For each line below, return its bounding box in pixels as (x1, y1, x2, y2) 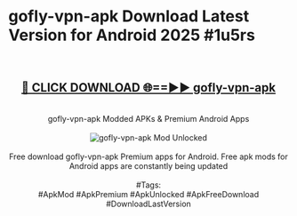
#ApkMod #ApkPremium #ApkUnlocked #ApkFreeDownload (37, 188, 260, 199)
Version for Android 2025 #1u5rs (8, 25, 255, 45)
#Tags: (135, 180, 162, 190)
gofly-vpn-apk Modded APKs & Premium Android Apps (47, 113, 250, 124)
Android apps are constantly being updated (68, 160, 229, 171)
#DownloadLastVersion (105, 198, 192, 209)
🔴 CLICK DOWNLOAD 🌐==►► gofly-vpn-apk (20, 80, 277, 95)
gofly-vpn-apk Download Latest (8, 6, 250, 27)
